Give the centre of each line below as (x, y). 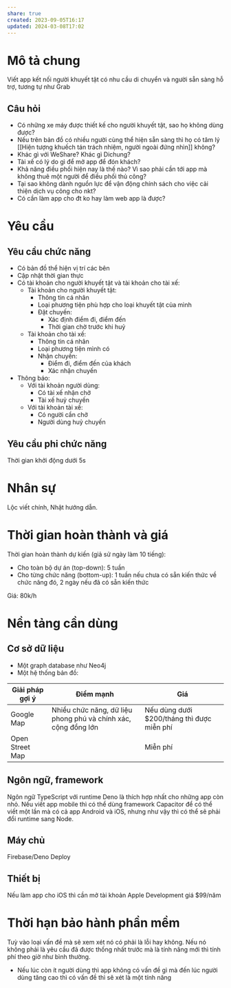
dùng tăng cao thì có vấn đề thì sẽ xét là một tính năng (94, 978)
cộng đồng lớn (75, 727)
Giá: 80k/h (22, 595)
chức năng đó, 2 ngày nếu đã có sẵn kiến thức (83, 582)
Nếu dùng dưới (168, 709)
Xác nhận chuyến (73, 371)
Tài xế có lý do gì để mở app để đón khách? (79, 162)
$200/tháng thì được (178, 718)
